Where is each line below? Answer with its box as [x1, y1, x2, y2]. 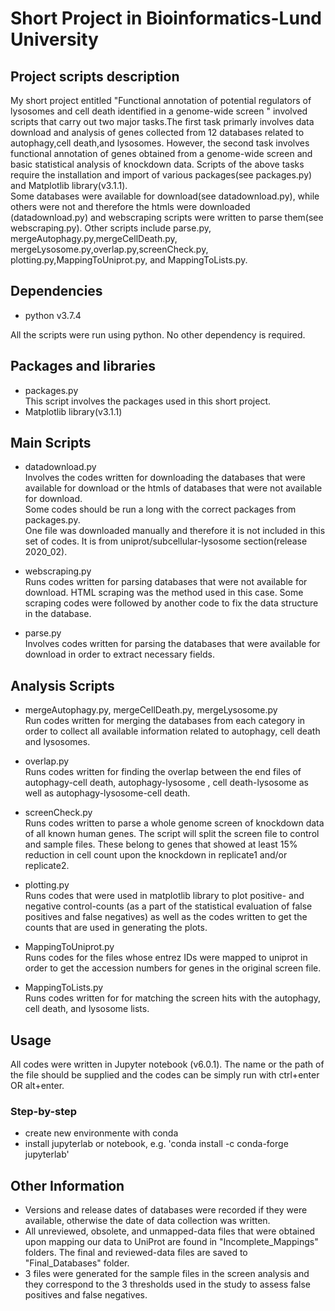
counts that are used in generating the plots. [24, 922, 208, 934]
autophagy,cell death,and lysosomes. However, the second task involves [10, 137, 310, 149]
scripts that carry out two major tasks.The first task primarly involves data [10, 116, 315, 127]
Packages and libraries [10, 358, 156, 375]
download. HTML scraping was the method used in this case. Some [24, 587, 304, 599]
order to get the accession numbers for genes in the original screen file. [24, 962, 322, 974]
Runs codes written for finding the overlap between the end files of [24, 766, 302, 778]
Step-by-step [10, 1104, 78, 1118]
